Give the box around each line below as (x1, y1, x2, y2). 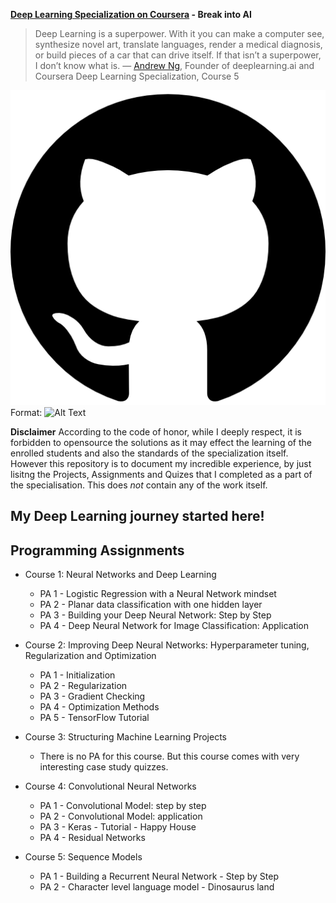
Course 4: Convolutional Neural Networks (24, 780, 197, 793)
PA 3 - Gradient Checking (39, 690, 146, 703)
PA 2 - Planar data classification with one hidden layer (39, 599, 263, 611)
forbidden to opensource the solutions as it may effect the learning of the (10, 437, 312, 448)
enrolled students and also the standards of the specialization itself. (10, 447, 289, 459)
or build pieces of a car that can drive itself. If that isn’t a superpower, (34, 49, 322, 61)
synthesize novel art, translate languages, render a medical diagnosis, (34, 39, 323, 50)
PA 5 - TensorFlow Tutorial (39, 712, 150, 724)
